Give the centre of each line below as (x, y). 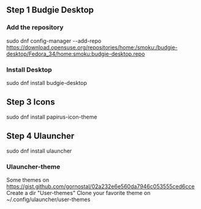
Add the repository (35, 28)
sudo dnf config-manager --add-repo (54, 41)
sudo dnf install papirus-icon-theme (52, 117)
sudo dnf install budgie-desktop (47, 82)
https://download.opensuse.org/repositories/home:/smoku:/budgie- (92, 47)
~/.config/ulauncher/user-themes (48, 199)
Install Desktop (29, 70)
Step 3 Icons (31, 102)
